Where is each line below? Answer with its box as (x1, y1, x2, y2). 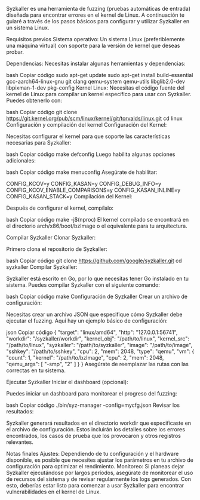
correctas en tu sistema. (6, 367, 66, 374)
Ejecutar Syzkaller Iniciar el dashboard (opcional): (6, 379, 128, 385)
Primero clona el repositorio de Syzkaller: (6, 246, 107, 253)
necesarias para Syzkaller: (6, 139, 72, 146)
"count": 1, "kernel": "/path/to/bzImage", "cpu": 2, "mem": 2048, (6, 354, 164, 361)
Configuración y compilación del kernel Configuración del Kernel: (6, 121, 167, 128)
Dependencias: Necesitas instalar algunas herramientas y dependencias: (6, 60, 186, 67)
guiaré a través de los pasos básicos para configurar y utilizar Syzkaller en (6, 18, 190, 24)
